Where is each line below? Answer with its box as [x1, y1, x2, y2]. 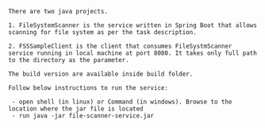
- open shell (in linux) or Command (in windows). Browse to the [11, 98, 232, 106]
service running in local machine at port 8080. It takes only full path [8, 49, 258, 57]
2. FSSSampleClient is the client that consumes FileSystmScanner [8, 42, 232, 50]
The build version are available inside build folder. [8, 70, 194, 78]
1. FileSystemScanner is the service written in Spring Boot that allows [8, 21, 258, 29]
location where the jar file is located [8, 105, 144, 113]
